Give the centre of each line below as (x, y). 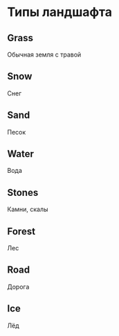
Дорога (18, 287)
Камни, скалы (28, 209)
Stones (23, 192)
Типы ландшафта (60, 12)
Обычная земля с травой (44, 54)
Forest (21, 231)
